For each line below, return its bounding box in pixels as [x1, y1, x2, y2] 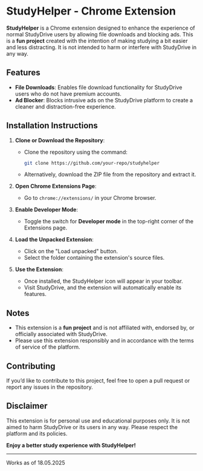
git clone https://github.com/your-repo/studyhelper [24, 160, 160, 166]
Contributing [6, 361, 56, 371]
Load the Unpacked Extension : [14, 236, 94, 243]
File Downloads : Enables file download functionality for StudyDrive [14, 84, 182, 91]
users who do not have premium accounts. [14, 90, 122, 97]
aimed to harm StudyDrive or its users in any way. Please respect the [6, 423, 178, 430]
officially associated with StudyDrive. [14, 331, 108, 338]
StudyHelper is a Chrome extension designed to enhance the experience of [6, 24, 195, 31]
